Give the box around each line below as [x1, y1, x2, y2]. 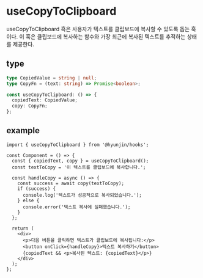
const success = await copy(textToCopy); [17, 180, 124, 186]
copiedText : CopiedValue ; [12, 97, 78, 103]
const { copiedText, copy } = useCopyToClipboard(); [12, 158, 149, 164]
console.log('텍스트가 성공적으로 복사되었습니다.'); [22, 192, 142, 198]
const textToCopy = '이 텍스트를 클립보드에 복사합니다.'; [12, 164, 146, 170]
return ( [12, 225, 34, 232]
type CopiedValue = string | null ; [6, 75, 97, 81]
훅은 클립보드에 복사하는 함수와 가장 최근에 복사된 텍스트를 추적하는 [25, 32, 186, 40]
